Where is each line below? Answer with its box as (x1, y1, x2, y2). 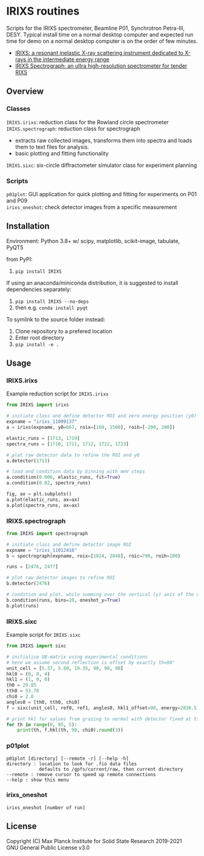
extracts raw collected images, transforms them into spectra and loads (15, 136, 192, 144)
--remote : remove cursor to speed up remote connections (6, 771, 156, 777)
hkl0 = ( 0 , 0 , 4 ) (6, 671, 50, 677)
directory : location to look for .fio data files (6, 760, 137, 767)
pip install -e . (15, 341, 59, 348)
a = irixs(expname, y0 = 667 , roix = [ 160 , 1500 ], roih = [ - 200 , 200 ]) (6, 425, 175, 431)
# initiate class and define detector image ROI (6, 541, 132, 548)
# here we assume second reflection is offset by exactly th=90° (6, 659, 175, 665)
